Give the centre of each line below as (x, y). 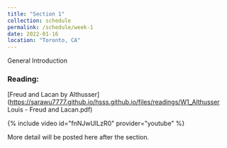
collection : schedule (39, 21)
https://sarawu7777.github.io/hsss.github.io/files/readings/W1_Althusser (115, 102)
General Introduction (38, 60)
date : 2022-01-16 (33, 34)
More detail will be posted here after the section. (78, 137)
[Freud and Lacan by (38, 95)
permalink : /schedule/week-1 (50, 27)
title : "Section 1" (36, 14)
